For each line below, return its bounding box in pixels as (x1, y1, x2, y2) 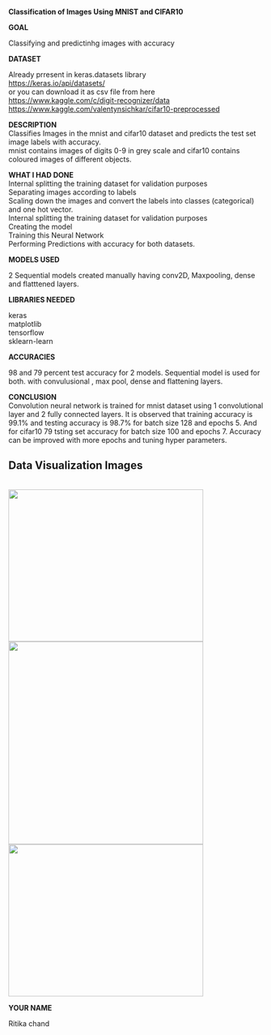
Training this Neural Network (8, 230, 104, 240)
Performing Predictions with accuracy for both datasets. (8, 239, 196, 248)
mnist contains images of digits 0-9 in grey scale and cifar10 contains (8, 146, 240, 155)
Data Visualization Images (8, 458, 143, 473)
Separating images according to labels (8, 187, 137, 197)
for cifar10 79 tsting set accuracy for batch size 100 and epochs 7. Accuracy (8, 427, 261, 436)
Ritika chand (8, 1018, 50, 1029)
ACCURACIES (8, 352, 55, 362)
